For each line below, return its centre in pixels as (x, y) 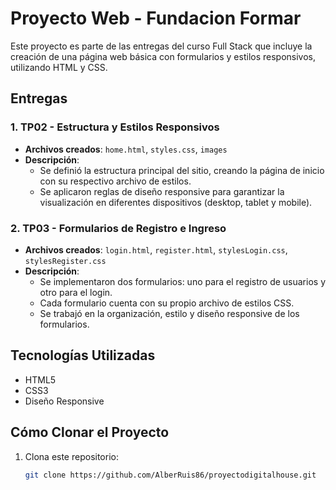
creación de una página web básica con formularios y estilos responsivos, (163, 56)
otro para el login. (76, 292)
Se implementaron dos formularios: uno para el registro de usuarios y (182, 281)
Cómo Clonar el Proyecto (90, 432)
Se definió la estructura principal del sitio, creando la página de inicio (182, 170)
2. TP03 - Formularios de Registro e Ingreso (118, 228)
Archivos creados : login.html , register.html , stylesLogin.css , (156, 249)
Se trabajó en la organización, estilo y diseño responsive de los (169, 313)
